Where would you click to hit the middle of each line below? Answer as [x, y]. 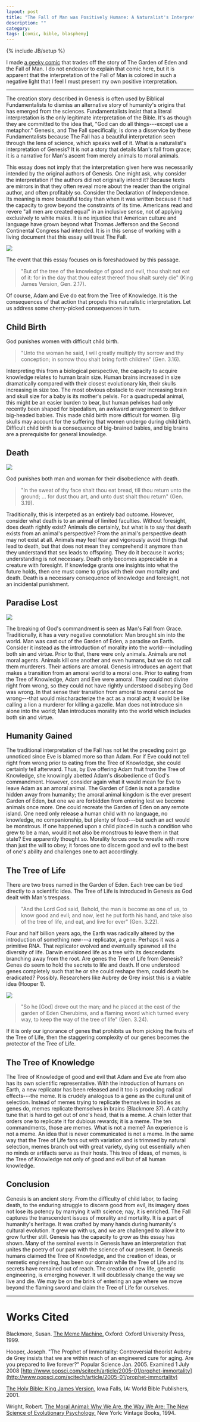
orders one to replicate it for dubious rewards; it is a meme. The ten [89, 1121]
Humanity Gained [39, 735]
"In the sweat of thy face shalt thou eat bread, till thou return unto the [106, 490]
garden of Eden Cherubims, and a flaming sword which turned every [105, 1013]
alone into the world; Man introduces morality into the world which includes [99, 711]
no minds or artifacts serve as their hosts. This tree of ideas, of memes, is [96, 1153]
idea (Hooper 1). [26, 984]
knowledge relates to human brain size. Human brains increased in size [93, 377]
